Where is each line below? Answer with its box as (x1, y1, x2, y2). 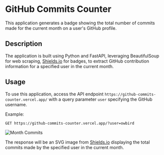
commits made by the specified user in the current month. (5, 144, 124, 150)
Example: (5, 111, 24, 117)
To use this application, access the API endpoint (5, 91, 104, 97)
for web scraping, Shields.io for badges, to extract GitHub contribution (5, 58, 150, 64)
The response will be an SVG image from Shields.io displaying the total (5, 139, 150, 145)
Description (5, 40, 42, 48)
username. (5, 101, 27, 107)
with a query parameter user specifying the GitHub (48, 96, 153, 102)
